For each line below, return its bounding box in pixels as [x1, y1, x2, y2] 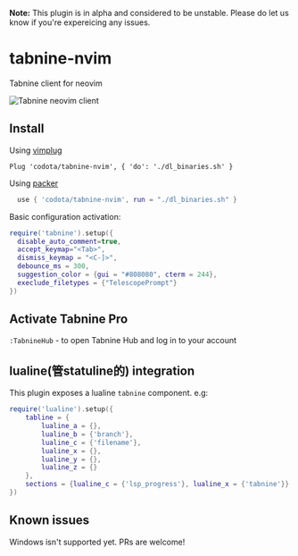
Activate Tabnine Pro [9, 312, 128, 327]
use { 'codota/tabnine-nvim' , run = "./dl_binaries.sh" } [17, 195, 238, 204]
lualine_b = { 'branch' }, [41, 429, 134, 439]
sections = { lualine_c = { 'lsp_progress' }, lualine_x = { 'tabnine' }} [25, 480, 290, 489]
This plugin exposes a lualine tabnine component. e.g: [9, 388, 209, 399]
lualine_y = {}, [41, 455, 102, 464]
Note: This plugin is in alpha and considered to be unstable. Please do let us [9, 8, 290, 18]
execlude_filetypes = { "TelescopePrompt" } [17, 278, 178, 287]
